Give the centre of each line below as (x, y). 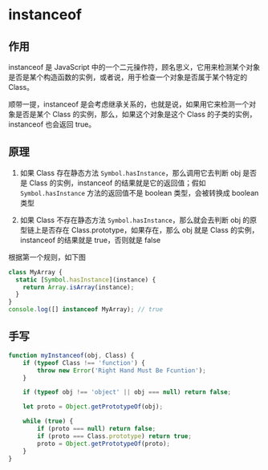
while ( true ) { (48, 421)
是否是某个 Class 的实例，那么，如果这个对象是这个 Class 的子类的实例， (136, 114)
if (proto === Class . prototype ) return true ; (115, 436)
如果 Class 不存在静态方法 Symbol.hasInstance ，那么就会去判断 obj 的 (135, 220)
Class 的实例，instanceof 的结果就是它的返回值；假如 (118, 183)
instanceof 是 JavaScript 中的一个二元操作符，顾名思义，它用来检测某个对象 (134, 67)
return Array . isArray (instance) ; (79, 287)
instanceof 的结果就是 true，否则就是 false (90, 240)
